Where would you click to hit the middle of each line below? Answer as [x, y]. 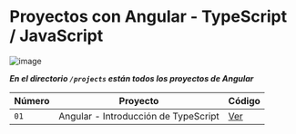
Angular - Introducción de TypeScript [139, 116]
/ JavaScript [56, 36]
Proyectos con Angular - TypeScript [148, 17]
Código [245, 100]
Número [32, 100]
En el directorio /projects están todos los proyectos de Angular [132, 78]
